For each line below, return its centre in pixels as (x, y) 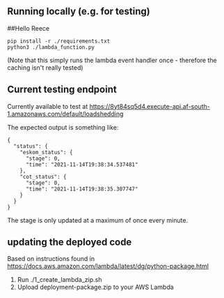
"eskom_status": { (46, 152)
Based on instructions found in (51, 259)
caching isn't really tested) (45, 67)
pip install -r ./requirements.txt (59, 41)
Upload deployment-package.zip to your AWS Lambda (95, 287)
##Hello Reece (29, 28)
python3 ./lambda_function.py (51, 47)
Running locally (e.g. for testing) (79, 12)
